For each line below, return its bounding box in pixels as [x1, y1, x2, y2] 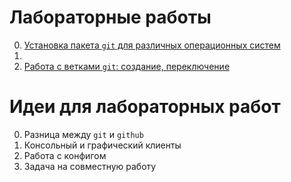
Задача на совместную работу [23, 160, 157, 172]
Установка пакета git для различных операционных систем [23, 39, 281, 51]
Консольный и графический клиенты [23, 139, 182, 151]
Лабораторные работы [9, 6, 212, 29]
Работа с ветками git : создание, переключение [23, 60, 231, 72]
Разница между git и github [23, 128, 144, 140]
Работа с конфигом [23, 149, 107, 161]
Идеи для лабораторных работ [9, 96, 281, 118]
